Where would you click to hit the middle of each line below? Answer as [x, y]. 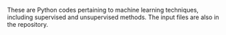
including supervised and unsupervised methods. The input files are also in [113, 17]
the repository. [28, 24]
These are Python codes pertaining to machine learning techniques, [103, 10]
